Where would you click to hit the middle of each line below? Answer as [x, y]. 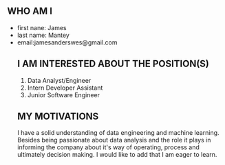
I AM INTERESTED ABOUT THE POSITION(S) [113, 64]
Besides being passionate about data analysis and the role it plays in [114, 140]
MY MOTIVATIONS [58, 117]
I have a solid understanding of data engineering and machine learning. [118, 133]
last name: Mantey [43, 35]
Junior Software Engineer [63, 94]
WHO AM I [30, 11]
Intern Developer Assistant [65, 88]
